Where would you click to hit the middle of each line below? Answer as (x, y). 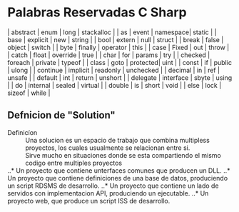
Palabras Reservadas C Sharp (97, 12)
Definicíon (22, 132)
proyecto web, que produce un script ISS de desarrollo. (89, 201)
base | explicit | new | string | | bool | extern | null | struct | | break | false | (116, 39)
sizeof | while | (29, 93)
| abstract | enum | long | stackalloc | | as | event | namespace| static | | (112, 32)
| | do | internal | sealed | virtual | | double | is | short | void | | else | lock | (115, 85)
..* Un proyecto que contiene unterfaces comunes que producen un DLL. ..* (119, 170)
